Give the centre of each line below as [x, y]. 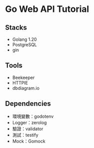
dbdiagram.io [26, 88]
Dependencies [28, 104]
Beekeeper [23, 77]
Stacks [16, 28]
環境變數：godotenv [33, 116]
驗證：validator [28, 129]
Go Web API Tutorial [47, 9]
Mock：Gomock [29, 141]
